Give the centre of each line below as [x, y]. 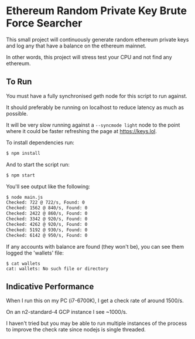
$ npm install [23, 153]
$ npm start [20, 175]
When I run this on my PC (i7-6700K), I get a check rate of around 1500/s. [95, 301]
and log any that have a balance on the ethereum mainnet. [76, 46]
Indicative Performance [50, 287]
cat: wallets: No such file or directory [57, 269]
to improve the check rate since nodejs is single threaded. [76, 330]
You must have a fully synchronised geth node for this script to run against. [97, 96]
